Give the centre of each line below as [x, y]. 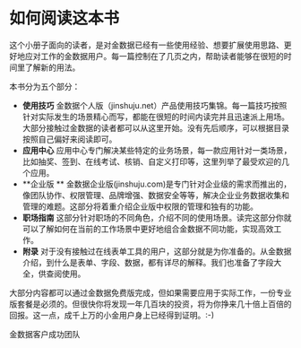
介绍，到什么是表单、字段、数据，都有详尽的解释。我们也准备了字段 [148, 262]
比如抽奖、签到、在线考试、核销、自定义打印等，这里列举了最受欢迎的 [152, 161]
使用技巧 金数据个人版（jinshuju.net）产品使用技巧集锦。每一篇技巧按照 [155, 105]
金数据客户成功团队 [45, 334]
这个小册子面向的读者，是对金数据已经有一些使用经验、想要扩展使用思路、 [146, 45]
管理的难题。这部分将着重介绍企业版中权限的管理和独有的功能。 [140, 206]
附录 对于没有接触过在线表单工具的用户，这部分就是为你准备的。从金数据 [157, 251]
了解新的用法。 [52, 67]
